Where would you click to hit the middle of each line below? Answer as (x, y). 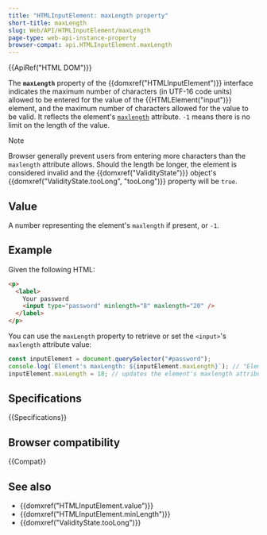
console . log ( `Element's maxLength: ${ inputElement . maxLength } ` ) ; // (124, 366)
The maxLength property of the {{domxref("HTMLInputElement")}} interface (131, 83)
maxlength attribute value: (50, 344)
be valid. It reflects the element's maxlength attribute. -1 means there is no (129, 117)
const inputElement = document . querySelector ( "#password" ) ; (110, 359)
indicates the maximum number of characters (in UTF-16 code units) (120, 91)
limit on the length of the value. (59, 125)
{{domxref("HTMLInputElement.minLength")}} (95, 514)
